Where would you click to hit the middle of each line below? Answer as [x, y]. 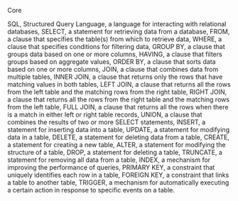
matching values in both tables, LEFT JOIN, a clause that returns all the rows [119, 84]
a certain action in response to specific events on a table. [91, 190]
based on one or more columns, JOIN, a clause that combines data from [113, 69]
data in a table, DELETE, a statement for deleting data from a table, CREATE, [118, 137]
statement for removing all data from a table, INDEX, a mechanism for [109, 160]
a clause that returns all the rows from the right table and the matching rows [118, 99]
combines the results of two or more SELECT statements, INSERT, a [107, 122]
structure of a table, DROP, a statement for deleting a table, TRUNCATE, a [115, 152]
